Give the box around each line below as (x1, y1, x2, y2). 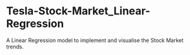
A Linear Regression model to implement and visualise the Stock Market (6, 36, 184, 44)
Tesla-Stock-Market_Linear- (6, 4, 151, 18)
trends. (6, 43, 24, 50)
